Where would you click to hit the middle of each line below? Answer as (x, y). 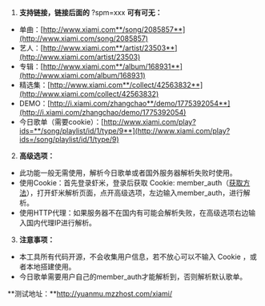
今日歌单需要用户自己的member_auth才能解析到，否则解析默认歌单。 (133, 276)
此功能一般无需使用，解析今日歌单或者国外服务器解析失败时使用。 (128, 173)
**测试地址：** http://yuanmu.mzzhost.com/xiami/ (90, 294)
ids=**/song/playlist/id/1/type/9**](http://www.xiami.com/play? (124, 131)
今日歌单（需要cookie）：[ (61, 122)
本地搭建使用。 (51, 266)
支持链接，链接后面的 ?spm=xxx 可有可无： (90, 12)
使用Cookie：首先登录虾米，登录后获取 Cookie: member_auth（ (124, 183)
